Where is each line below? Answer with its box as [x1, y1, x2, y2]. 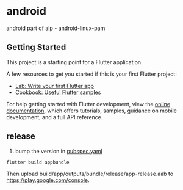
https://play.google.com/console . [6, 176, 90, 184]
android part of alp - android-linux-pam [6, 24, 106, 32]
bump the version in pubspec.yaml [15, 147, 102, 155]
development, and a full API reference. [6, 113, 103, 120]
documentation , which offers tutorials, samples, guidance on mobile [6, 107, 177, 114]
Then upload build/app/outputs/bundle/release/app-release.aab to [6, 170, 174, 177]
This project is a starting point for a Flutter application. [6, 58, 143, 65]
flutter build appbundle [6, 159, 70, 166]
